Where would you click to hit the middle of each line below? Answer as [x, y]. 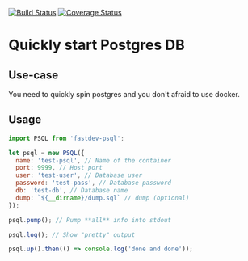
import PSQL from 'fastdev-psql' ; [67, 138]
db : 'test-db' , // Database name [72, 191]
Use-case [34, 75]
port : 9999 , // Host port [59, 168]
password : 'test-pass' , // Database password [94, 183]
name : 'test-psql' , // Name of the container [94, 160]
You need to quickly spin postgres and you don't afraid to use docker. [124, 94]
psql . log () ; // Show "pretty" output [72, 234]
